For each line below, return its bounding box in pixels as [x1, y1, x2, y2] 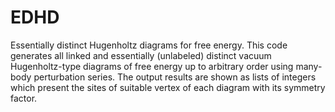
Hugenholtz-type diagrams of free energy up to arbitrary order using [10, 60, 294, 72]
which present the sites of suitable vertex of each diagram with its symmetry [10, 81, 326, 93]
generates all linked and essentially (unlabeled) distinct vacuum [10, 49, 272, 61]
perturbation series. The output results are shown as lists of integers [33, 71, 317, 83]
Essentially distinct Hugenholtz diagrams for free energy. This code [10, 39, 288, 51]
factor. [10, 92, 38, 104]
